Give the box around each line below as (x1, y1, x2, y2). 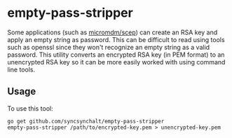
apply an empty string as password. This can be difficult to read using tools (7, 35, 226, 43)
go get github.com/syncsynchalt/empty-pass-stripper (7, 118, 165, 125)
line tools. (7, 65, 36, 74)
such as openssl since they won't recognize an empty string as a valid (7, 43, 210, 51)
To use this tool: (7, 104, 54, 113)
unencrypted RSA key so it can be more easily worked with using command (7, 57, 226, 66)
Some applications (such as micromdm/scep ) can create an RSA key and (7, 28, 218, 36)
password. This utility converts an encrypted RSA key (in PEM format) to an (7, 50, 225, 59)
